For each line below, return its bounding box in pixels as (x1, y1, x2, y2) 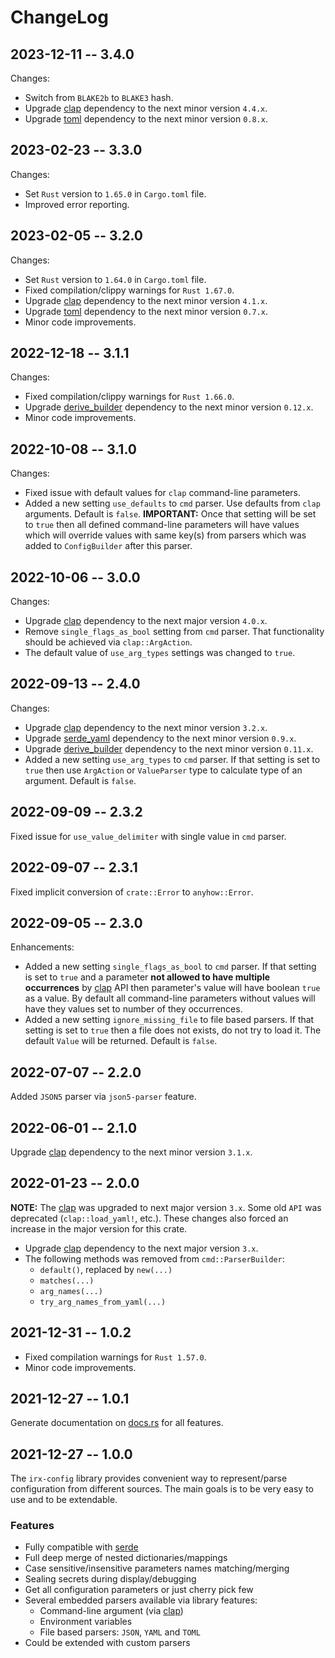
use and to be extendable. (10, 1494, 118, 1506)
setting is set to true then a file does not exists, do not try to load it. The (24, 1024, 322, 1036)
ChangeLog (10, 6, 109, 29)
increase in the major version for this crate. (10, 1222, 188, 1235)
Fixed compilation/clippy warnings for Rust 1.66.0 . (24, 391, 235, 403)
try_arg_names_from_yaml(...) (39, 1297, 167, 1307)
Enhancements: (10, 941, 75, 953)
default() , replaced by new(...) (39, 1263, 173, 1275)
